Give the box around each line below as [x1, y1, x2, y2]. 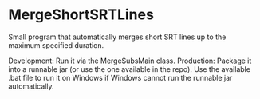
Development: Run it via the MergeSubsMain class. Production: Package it [8, 56, 252, 65]
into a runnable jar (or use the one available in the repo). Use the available [8, 64, 251, 73]
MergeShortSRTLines [8, 6, 154, 24]
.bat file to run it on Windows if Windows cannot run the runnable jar [8, 73, 233, 82]
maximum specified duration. [8, 40, 104, 49]
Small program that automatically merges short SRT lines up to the [8, 32, 227, 42]
